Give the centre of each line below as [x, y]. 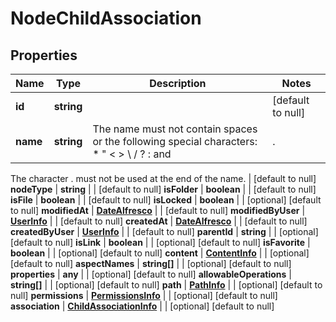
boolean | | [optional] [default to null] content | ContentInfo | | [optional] [160, 253]
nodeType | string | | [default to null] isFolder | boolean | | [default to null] [163, 189]
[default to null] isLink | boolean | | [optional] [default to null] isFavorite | [160, 242]
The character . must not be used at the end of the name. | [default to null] [163, 178]
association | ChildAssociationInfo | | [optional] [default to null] [142, 306]
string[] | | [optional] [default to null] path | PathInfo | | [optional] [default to [166, 285]
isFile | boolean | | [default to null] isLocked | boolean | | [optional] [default [166, 200]
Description [178, 83]
